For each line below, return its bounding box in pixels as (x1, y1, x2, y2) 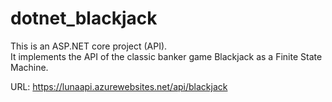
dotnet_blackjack (10, 7, 158, 30)
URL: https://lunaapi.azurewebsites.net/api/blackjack (10, 80, 228, 92)
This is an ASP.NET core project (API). (10, 40, 168, 52)
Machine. (10, 61, 49, 73)
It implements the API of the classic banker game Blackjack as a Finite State (10, 50, 323, 62)
